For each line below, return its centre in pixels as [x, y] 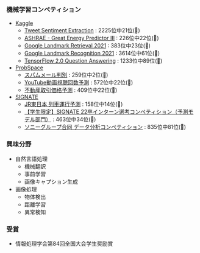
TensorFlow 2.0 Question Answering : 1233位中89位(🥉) [93, 61]
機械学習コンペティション [44, 9]
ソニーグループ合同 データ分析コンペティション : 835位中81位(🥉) [105, 127]
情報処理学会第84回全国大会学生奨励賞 [64, 243]
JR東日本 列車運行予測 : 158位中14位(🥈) [73, 104]
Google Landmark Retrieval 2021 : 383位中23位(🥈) [87, 46]
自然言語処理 [31, 159]
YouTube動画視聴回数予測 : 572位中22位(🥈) [79, 83]
